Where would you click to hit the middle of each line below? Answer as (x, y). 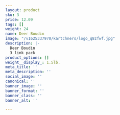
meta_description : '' (28, 72)
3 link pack (23, 53)
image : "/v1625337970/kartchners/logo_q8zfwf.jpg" (60, 39)
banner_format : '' (25, 91)
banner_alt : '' (21, 100)
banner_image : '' (24, 86)
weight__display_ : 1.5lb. (33, 62)
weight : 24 (17, 29)
